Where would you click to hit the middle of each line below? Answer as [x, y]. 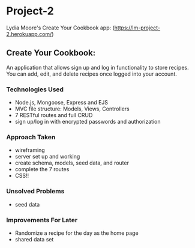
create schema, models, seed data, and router [72, 163]
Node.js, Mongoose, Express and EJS [61, 103]
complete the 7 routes [42, 169]
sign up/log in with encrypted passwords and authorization [88, 122]
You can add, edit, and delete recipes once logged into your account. [91, 74]
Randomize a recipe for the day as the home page [77, 233]
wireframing [30, 150]
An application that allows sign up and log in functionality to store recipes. [97, 67]
